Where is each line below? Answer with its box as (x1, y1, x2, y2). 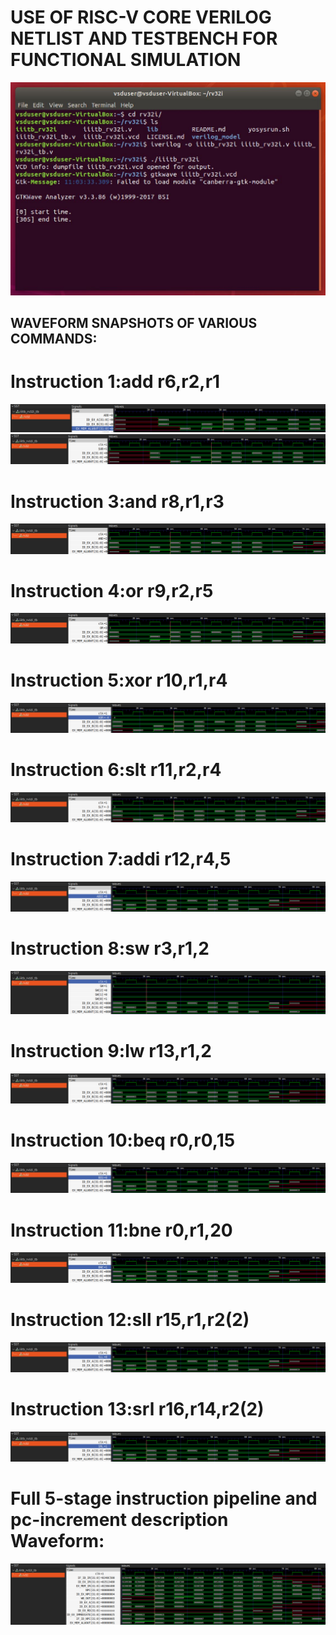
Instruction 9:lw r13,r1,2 (10, 1040, 212, 1063)
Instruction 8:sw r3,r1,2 (10, 937, 210, 960)
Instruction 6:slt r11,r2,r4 (10, 759, 222, 781)
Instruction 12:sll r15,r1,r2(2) (10, 1308, 250, 1331)
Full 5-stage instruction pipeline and (10, 1487, 318, 1510)
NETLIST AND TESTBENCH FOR (10, 27, 278, 50)
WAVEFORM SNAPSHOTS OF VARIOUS (10, 314, 258, 331)
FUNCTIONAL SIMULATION (10, 49, 242, 71)
